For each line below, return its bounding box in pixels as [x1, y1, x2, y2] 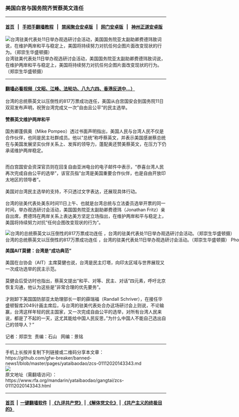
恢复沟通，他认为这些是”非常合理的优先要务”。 [5, 284, 104, 290]
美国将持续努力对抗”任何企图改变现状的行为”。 [5, 219, 104, 225]
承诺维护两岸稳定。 [5, 147, 46, 153]
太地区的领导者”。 [5, 176, 43, 182]
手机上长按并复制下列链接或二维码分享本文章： [5, 349, 104, 355]
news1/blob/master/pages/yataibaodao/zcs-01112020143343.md [5, 360, 142, 366]
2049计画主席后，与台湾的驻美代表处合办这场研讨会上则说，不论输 [22, 302, 164, 308]
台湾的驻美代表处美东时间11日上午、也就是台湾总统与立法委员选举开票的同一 [5, 200, 166, 206]
